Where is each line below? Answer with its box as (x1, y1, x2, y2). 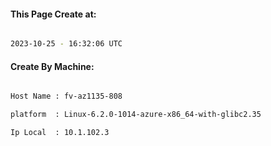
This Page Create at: (10, 8, 97, 20)
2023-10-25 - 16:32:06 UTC (10, 39, 123, 49)
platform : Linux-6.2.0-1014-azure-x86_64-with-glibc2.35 (10, 110, 262, 120)
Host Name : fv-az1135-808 (10, 91, 123, 102)
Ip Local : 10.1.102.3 (10, 128, 110, 138)
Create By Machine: (10, 60, 95, 72)
